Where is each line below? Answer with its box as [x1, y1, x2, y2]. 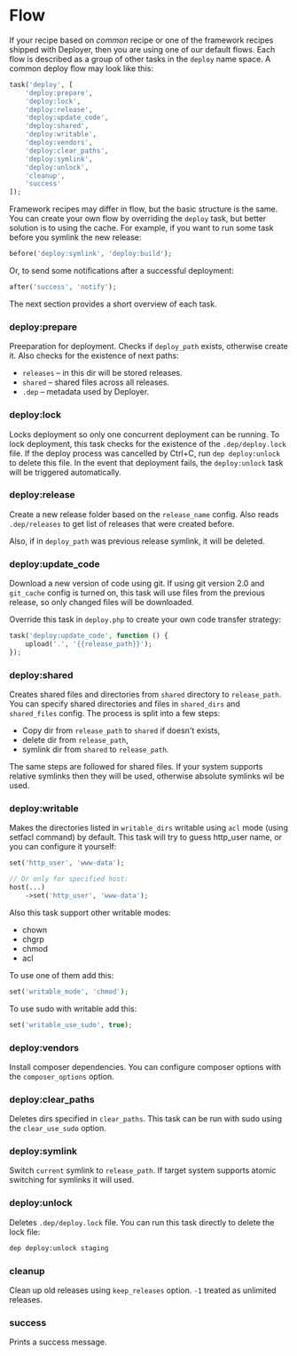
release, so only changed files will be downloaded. [9, 597, 194, 608]
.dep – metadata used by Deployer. [21, 387, 150, 397]
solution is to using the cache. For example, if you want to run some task [9, 223, 274, 234]
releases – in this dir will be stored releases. [21, 368, 184, 379]
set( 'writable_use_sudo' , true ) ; [9, 1020, 133, 1029]
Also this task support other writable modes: [9, 907, 171, 918]
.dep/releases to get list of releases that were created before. [9, 518, 235, 529]
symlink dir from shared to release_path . [21, 744, 169, 755]
